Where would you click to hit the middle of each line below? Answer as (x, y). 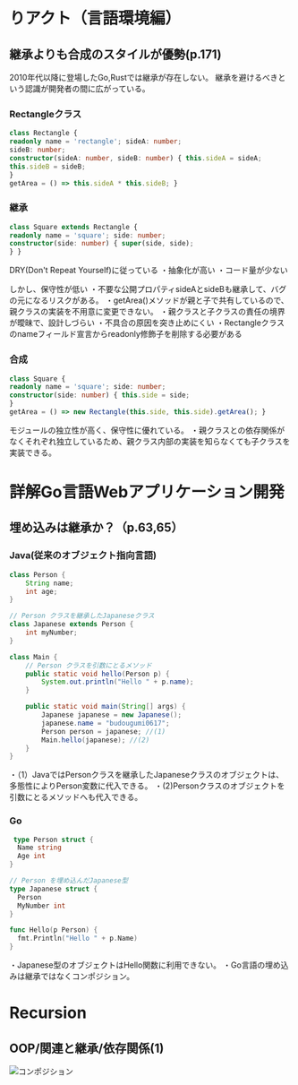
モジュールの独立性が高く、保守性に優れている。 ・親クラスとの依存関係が (147, 430)
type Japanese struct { (54, 889)
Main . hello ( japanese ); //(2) (96, 740)
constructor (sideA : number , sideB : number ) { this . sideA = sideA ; (136, 158)
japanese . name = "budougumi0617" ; (106, 723)
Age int (32, 857)
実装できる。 (33, 452)
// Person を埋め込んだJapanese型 (69, 881)
